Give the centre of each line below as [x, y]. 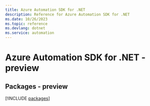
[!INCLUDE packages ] [28, 98]
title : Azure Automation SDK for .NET [45, 10]
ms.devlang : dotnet [25, 28]
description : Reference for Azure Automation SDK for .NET [68, 14]
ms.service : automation [30, 33]
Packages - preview [37, 86]
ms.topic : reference [27, 24]
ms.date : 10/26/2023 [27, 19]
